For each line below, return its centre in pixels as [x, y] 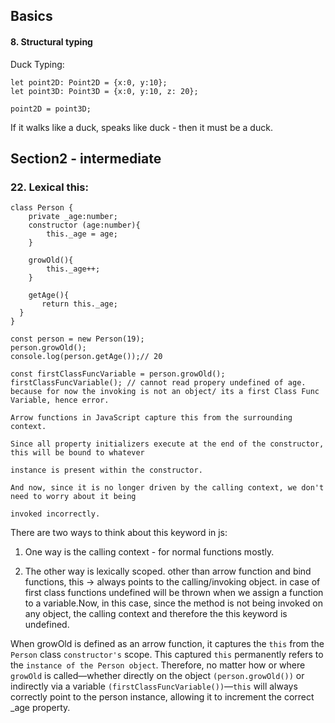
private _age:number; [73, 217]
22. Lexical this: [49, 187]
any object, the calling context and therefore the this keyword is [156, 614]
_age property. [40, 708]
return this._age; [79, 304]
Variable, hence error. [60, 400]
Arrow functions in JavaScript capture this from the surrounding [151, 418]
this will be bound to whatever [77, 453]
